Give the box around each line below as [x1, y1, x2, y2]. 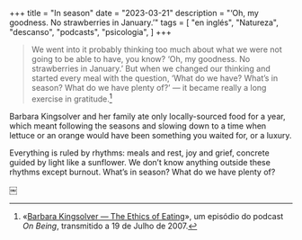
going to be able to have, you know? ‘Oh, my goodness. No [31, 54, 251, 64]
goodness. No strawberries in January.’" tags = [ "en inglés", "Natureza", [9, 17, 279, 28]
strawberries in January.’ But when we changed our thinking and [31, 63, 271, 74]
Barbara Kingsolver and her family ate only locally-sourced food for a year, [9, 111, 286, 121]
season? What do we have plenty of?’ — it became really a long [31, 83, 267, 93]
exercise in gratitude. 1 [31, 92, 112, 104]
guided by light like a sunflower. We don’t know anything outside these [9, 156, 271, 167]
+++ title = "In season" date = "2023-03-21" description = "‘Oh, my [9, 8, 259, 18]
